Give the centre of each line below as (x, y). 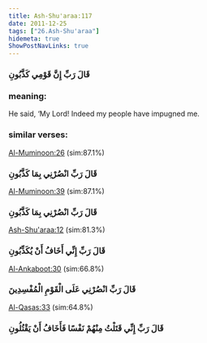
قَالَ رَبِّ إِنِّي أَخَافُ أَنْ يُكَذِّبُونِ (57, 251)
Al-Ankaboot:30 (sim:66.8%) (56, 268)
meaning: (28, 96)
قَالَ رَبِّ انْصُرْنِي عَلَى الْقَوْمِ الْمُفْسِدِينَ (72, 289)
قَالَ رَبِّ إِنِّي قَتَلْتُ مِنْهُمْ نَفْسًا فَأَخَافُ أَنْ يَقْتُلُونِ (86, 328)
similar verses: (38, 135)
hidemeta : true (34, 39)
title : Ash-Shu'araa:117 (50, 16)
